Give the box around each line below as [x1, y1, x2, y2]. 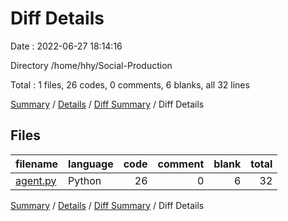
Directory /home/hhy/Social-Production [10, 59, 173, 71]
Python [68, 173, 102, 187]
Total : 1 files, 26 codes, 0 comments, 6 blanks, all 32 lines [10, 78, 250, 91]
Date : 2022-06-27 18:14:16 [10, 40, 123, 52]
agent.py [15, 173, 57, 187]
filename [15, 157, 59, 171]
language [68, 157, 114, 171]
